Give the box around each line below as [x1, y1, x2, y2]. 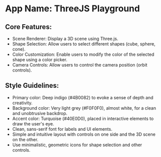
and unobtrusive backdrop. [12, 110, 68, 116]
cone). [12, 46, 26, 52]
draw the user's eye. [12, 120, 54, 126]
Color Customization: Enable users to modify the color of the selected [12, 51, 155, 57]
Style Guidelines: [5, 81, 59, 90]
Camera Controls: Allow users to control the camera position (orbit [12, 62, 148, 68]
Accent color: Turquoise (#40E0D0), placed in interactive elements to [12, 116, 154, 121]
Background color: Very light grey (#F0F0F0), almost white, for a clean [12, 105, 157, 111]
